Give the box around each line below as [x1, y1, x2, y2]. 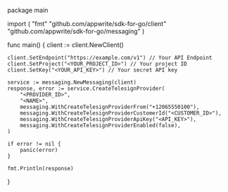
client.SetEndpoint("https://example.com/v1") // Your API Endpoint [7, 54, 213, 61]
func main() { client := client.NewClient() [7, 41, 125, 49]
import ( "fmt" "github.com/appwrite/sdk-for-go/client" [7, 20, 167, 27]
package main [7, 6, 49, 14]
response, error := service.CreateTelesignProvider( [7, 85, 165, 92]
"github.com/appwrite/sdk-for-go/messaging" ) [7, 27, 145, 35]
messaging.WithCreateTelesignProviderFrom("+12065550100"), [20, 103, 200, 110]
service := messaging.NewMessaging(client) [7, 79, 137, 86]
